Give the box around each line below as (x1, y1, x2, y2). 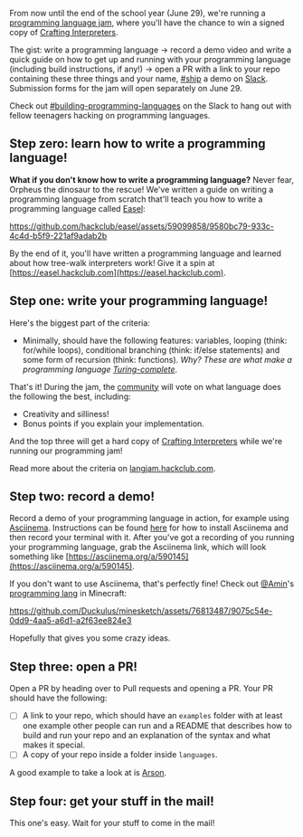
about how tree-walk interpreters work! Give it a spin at (9, 257, 215, 268)
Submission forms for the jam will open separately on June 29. (9, 83, 242, 93)
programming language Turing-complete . (22, 364, 178, 375)
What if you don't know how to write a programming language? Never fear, (9, 174, 295, 185)
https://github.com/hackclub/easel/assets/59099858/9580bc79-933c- (9, 221, 274, 232)
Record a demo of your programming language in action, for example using (9, 513, 289, 524)
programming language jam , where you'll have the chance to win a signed (9, 17, 285, 28)
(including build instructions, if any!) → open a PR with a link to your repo (9, 63, 280, 74)
